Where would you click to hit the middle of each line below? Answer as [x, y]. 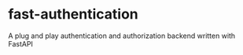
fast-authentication [74, 14]
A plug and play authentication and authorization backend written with [122, 36]
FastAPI [21, 43]
